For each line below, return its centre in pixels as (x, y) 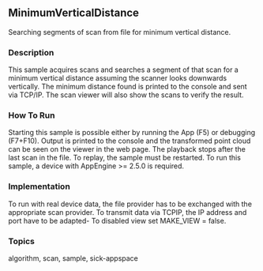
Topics (22, 241)
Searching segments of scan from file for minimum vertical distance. (120, 32)
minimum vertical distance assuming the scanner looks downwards (118, 78)
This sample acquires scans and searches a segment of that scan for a (123, 70)
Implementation (39, 186)
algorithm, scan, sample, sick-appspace (73, 258)
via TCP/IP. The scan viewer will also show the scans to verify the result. (126, 95)
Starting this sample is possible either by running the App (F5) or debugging (132, 133)
